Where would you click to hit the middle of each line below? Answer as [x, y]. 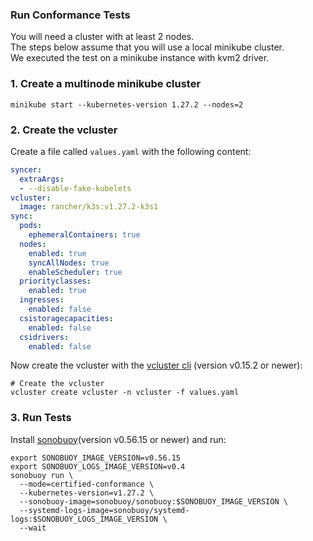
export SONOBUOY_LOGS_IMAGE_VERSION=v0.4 [98, 466]
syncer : [26, 169]
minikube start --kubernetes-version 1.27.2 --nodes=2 [127, 104]
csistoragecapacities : [66, 318]
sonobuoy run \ [42, 475]
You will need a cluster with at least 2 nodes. [102, 37]
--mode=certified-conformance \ [87, 484]
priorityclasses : [55, 281]
